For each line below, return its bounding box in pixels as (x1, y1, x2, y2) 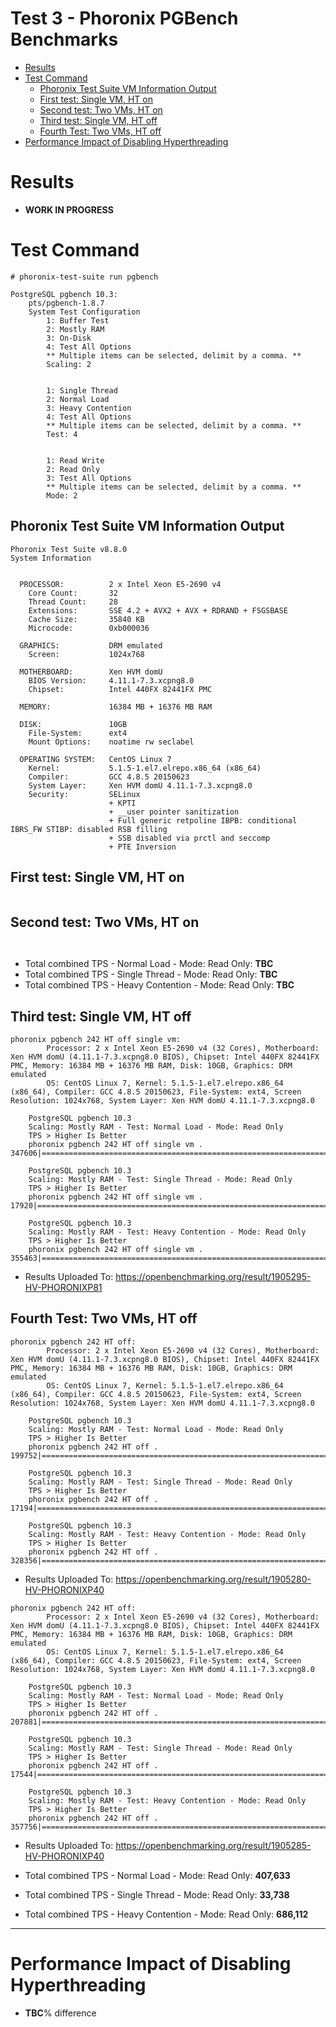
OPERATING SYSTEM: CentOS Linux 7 (19, 754, 172, 764)
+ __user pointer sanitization (108, 807, 240, 817)
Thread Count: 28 (28, 597, 118, 607)
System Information (10, 553, 92, 563)
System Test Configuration (28, 307, 141, 317)
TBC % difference (24, 2007, 97, 2019)
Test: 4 (46, 429, 78, 439)
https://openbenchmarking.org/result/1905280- (115, 1573, 312, 1585)
